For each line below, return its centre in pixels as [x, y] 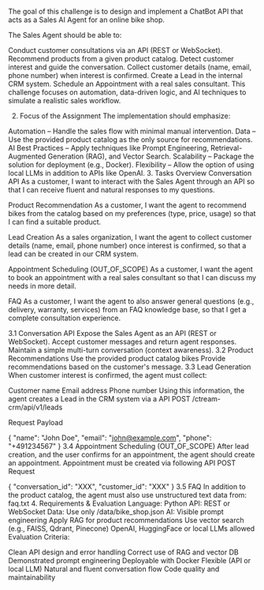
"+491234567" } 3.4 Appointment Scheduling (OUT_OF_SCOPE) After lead [129, 446]
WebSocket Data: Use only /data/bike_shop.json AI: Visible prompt [116, 512]
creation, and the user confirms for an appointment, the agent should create [132, 454]
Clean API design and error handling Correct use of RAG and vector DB [123, 552]
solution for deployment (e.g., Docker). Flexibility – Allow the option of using [131, 164]
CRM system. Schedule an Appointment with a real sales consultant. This [127, 84]
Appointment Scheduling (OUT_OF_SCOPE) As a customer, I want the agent [131, 269]
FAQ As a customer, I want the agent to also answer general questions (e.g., [131, 301]
